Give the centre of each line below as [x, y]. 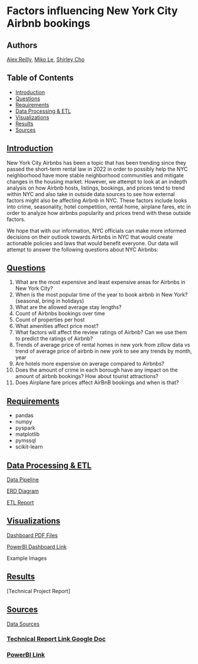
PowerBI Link [26, 655]
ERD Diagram [23, 491]
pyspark [25, 428]
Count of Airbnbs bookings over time [60, 314]
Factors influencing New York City [93, 11]
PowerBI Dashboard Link [37, 546]
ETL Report [20, 503]
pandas [24, 415]
